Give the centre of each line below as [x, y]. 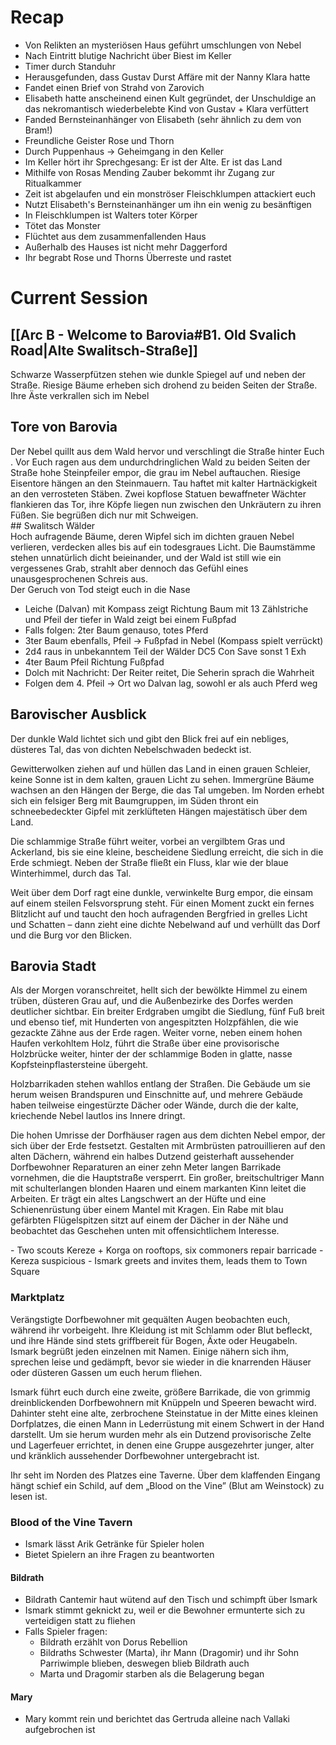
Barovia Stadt [53, 966]
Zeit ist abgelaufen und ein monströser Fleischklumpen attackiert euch [170, 193]
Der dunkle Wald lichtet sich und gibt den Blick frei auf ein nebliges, [150, 738]
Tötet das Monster [62, 225]
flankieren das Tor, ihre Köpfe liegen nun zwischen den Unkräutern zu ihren [166, 504]
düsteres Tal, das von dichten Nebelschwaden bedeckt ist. [131, 749]
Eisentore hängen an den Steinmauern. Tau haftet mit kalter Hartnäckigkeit [164, 483]
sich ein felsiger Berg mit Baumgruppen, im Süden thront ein [134, 800]
